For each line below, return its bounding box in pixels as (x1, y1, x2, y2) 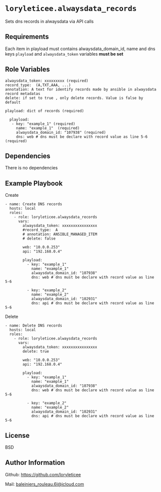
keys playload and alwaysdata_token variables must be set (5, 51, 124, 57)
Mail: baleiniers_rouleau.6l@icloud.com (5, 481, 84, 487)
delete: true (23, 349, 49, 354)
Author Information (5, 459, 65, 467)
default (5, 100, 21, 105)
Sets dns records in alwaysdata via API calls (5, 18, 94, 24)
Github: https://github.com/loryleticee (5, 471, 81, 477)
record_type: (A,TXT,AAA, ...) (5, 83, 71, 88)
